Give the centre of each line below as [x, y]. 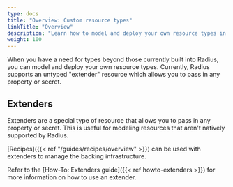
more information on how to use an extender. [72, 177]
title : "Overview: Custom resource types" [70, 20]
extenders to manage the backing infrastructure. [77, 156]
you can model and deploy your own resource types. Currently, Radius [109, 67]
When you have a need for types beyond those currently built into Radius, [113, 59]
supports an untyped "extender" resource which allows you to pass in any [114, 75]
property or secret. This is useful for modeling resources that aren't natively [116, 128]
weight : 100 [24, 40]
